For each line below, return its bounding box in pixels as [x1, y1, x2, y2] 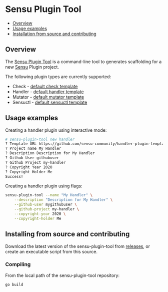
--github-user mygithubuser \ [14, 202, 77, 207]
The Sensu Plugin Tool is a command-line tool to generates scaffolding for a [5, 59, 162, 65]
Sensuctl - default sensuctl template [12, 99, 87, 105]
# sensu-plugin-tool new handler [5, 137, 75, 142]
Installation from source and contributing [12, 31, 96, 37]
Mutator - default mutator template [12, 94, 84, 100]
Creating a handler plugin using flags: [5, 183, 82, 189]
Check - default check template [12, 83, 78, 89]
